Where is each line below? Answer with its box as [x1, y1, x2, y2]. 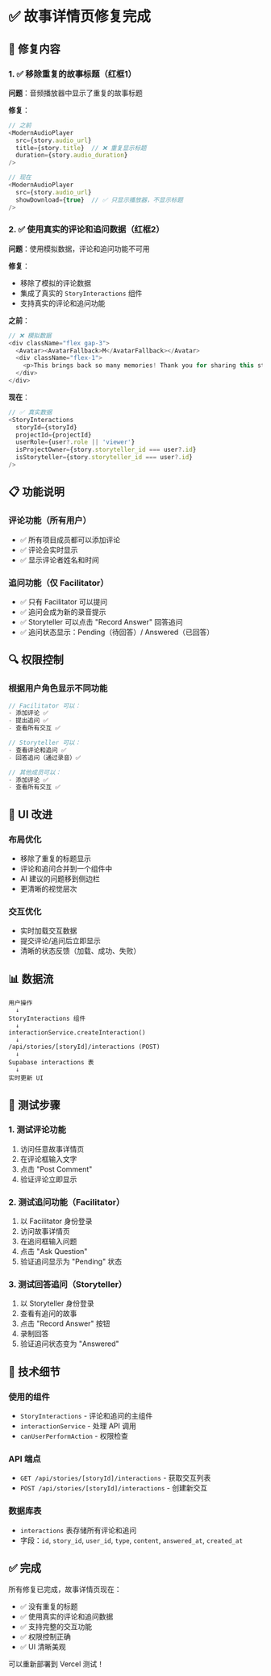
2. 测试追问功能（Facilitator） [8, 1196, 125, 1207]
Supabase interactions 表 [8, 1059, 94, 1067]
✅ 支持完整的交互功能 [19, 1621, 93, 1631]
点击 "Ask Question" [19, 1247, 88, 1256]
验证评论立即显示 [19, 1174, 77, 1184]
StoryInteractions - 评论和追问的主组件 [19, 1411, 153, 1421]
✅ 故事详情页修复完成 [8, 7, 152, 26]
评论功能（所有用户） [8, 515, 91, 526]
